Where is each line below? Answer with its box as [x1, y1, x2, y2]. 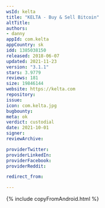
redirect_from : [6, 174, 44, 180]
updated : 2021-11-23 [6, 58, 58, 64]
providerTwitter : [6, 146, 49, 152]
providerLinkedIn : [6, 152, 52, 158]
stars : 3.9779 [6, 70, 42, 75]
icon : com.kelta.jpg [6, 102, 58, 109]
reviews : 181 [6, 75, 39, 81]
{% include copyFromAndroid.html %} [6, 196, 99, 203]
